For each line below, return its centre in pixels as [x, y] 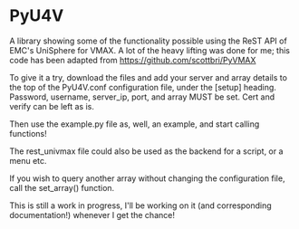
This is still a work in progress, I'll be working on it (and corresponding [140, 205]
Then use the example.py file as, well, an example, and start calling [135, 124]
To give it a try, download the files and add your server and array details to [149, 77]
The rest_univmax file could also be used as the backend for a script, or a [146, 151]
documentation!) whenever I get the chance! [92, 215]
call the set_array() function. [62, 187]
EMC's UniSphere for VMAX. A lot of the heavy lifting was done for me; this [149, 50]
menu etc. [28, 160]
